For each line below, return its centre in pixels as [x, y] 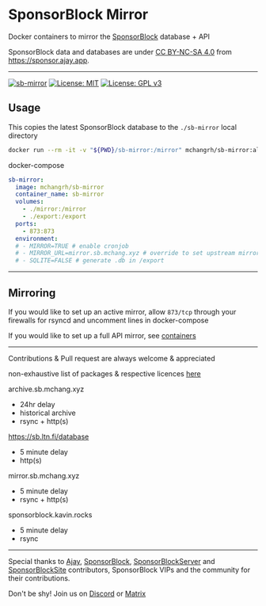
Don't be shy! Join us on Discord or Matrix [77, 593]
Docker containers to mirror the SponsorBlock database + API [109, 36]
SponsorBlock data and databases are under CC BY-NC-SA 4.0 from [120, 51]
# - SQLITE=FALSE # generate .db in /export [90, 261]
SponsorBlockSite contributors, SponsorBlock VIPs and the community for [129, 570]
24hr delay [37, 404]
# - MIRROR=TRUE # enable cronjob [72, 246]
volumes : [30, 202]
